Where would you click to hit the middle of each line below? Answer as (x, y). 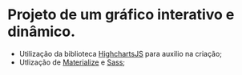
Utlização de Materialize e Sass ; (72, 62)
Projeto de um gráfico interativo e (121, 15)
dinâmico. (42, 32)
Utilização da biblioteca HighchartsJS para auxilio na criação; (120, 53)
